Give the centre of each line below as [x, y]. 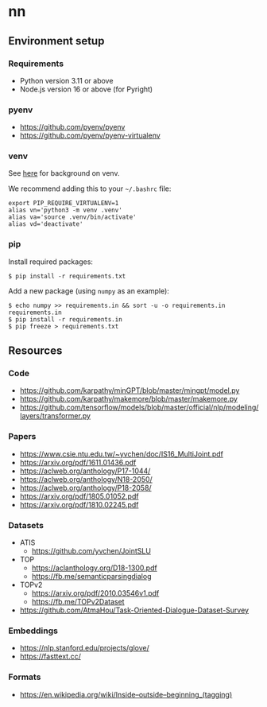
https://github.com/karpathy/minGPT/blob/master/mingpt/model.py [130, 390]
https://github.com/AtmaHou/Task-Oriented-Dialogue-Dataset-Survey [134, 610]
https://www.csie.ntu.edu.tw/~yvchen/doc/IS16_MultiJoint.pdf [122, 454]
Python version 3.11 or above [66, 80]
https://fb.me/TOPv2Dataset [78, 602]
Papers [22, 437]
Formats [25, 677]
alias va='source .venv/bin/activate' [72, 217]
